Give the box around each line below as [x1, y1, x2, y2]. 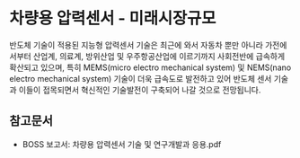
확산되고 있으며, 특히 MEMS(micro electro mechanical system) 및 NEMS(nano [9, 62, 292, 73]
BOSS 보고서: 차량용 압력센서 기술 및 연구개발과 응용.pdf [22, 138, 222, 149]
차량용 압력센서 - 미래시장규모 [9, 8, 216, 29]
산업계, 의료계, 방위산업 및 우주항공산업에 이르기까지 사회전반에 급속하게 [32, 50, 286, 61]
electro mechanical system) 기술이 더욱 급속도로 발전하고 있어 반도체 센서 [9, 73, 272, 83]
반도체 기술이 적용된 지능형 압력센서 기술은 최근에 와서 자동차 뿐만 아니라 [9, 39, 263, 50]
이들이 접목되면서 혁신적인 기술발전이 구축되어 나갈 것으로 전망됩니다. [18, 84, 261, 95]
